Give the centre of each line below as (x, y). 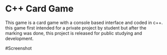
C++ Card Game (39, 9)
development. (19, 38)
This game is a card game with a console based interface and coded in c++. (84, 22)
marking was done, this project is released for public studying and (74, 33)
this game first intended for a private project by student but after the (76, 27)
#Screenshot (19, 48)
